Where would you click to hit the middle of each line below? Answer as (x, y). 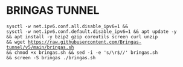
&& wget (16, 42)
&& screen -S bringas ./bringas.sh (51, 57)
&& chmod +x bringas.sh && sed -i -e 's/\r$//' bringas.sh (82, 52)
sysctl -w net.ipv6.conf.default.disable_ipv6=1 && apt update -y (91, 31)
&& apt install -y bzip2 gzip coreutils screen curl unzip (82, 36)
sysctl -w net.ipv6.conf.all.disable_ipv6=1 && (67, 26)
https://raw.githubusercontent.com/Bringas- (85, 42)
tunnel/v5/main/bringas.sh (40, 47)
